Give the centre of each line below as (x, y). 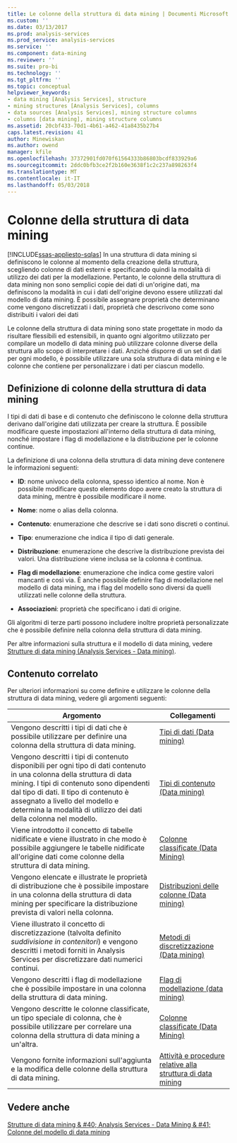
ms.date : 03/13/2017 (38, 27)
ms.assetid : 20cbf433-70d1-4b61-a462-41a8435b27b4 (83, 126)
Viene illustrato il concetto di (58, 924)
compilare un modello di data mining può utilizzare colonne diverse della (113, 343)
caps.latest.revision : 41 (45, 132)
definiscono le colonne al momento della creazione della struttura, (103, 262)
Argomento (82, 716)
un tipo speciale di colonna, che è (66, 1018)
